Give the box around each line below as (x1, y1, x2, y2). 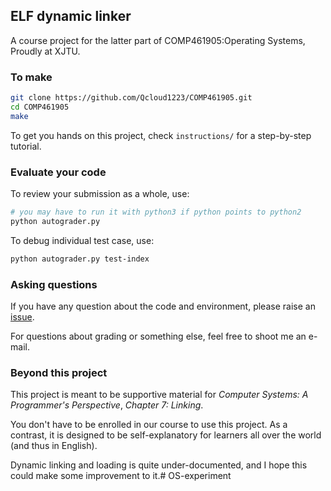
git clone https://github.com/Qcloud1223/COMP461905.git (10, 93, 253, 103)
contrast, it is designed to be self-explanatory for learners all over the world (10, 429, 322, 441)
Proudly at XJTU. (10, 45, 81, 57)
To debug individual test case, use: (10, 234, 155, 246)
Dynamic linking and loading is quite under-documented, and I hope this (10, 459, 308, 471)
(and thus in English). (10, 440, 98, 452)
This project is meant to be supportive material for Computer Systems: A (10, 389, 309, 401)
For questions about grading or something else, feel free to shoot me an (10, 330, 307, 342)
